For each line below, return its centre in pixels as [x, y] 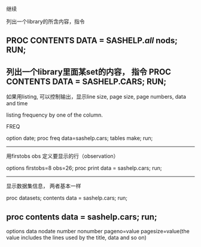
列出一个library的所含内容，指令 [45, 22]
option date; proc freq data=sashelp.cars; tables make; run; [80, 138]
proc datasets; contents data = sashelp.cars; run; [67, 198]
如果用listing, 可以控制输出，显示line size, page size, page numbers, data [96, 97]
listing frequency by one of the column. [55, 115]
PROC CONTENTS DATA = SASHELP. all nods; [92, 41]
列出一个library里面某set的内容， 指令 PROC [89, 71]
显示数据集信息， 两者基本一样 [44, 186]
